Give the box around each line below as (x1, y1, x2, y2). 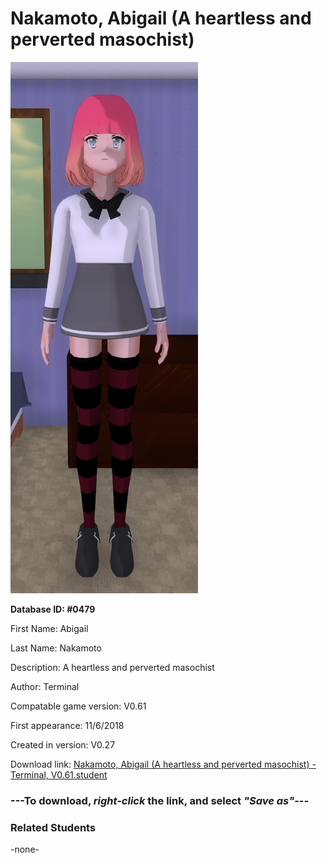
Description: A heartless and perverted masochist (10, 661, 215, 673)
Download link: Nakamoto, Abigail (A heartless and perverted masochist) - (10, 758, 317, 770)
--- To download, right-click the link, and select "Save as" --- (10, 793, 310, 807)
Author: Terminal (10, 680, 80, 692)
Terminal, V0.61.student (10, 768, 108, 781)
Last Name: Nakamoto (10, 642, 102, 654)
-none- (10, 843, 40, 856)
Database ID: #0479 (10, 603, 96, 615)
